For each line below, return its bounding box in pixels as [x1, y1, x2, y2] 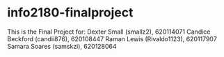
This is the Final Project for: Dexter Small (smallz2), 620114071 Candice [7, 27, 211, 36]
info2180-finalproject [7, 5, 134, 21]
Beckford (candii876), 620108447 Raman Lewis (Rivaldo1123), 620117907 [7, 34, 217, 43]
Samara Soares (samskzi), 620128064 [7, 42, 117, 50]
